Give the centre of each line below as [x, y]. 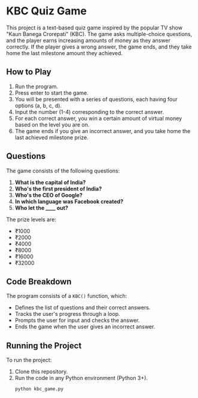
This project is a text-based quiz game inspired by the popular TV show [94, 28]
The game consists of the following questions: [63, 171]
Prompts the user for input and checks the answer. [77, 320]
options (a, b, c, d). [38, 105]
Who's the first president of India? [58, 189]
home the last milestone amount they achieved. [64, 53]
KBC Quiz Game [46, 11]
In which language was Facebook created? [69, 201]
